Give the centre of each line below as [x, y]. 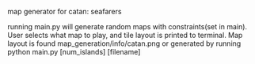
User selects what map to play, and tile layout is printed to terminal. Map [125, 35]
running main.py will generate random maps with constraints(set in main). [127, 26]
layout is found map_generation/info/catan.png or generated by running [124, 43]
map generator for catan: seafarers [65, 11]
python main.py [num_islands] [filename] [74, 52]
